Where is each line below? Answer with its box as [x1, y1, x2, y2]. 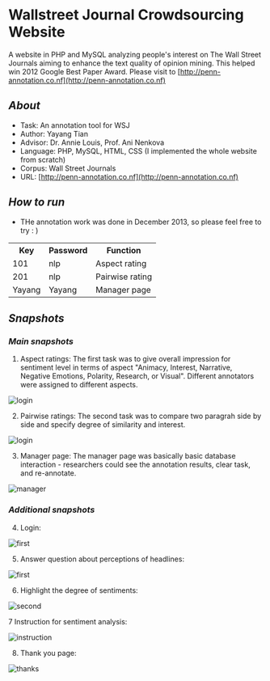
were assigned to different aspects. [19, 380, 139, 390]
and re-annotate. [19, 468, 77, 478]
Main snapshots [8, 336, 74, 347]
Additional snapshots [8, 504, 95, 515]
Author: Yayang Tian [19, 129, 89, 138]
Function [106, 244, 141, 256]
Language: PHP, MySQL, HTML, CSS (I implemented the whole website [19, 146, 257, 155]
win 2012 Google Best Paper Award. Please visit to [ [8, 66, 180, 76]
